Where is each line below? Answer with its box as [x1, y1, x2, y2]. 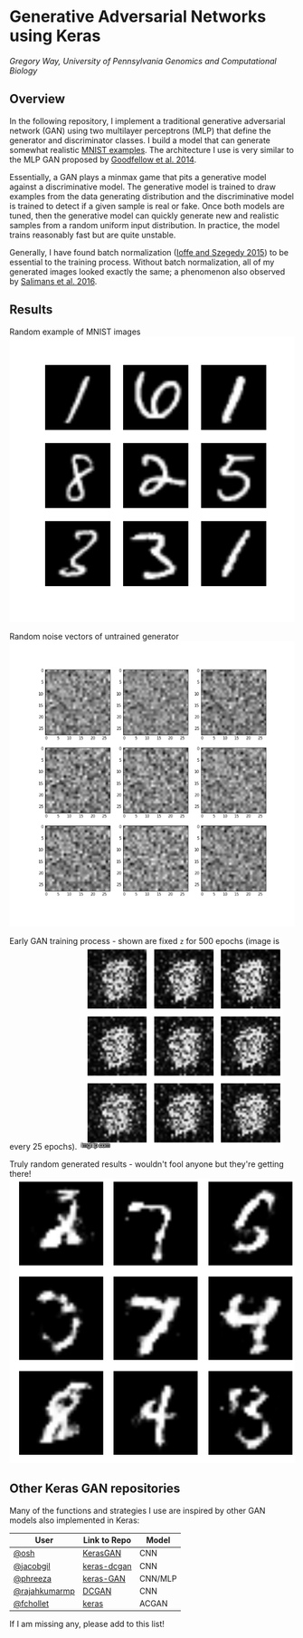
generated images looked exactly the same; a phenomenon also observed [9, 265, 286, 277]
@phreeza [13, 1573, 52, 1584]
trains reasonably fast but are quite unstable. [9, 229, 176, 240]
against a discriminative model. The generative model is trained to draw [9, 181, 276, 192]
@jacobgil [13, 1560, 52, 1571]
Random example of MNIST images [9, 326, 141, 337]
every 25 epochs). [9, 1141, 78, 1151]
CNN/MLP [139, 1573, 177, 1584]
